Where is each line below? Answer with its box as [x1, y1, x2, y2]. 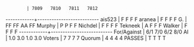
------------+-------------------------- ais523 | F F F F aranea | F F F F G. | [5, 16, 188, 23]
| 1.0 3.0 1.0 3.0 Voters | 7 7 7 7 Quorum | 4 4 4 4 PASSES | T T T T [5, 35, 166, 41]
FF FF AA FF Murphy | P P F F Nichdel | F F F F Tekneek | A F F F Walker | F [5, 22, 188, 29]
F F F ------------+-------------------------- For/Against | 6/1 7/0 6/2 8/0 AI [5, 28, 189, 35]
